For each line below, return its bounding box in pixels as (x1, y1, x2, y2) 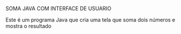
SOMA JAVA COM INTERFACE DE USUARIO (5, 5, 111, 12)
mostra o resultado (5, 23, 51, 29)
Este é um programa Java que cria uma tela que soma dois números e (5, 16, 176, 23)
